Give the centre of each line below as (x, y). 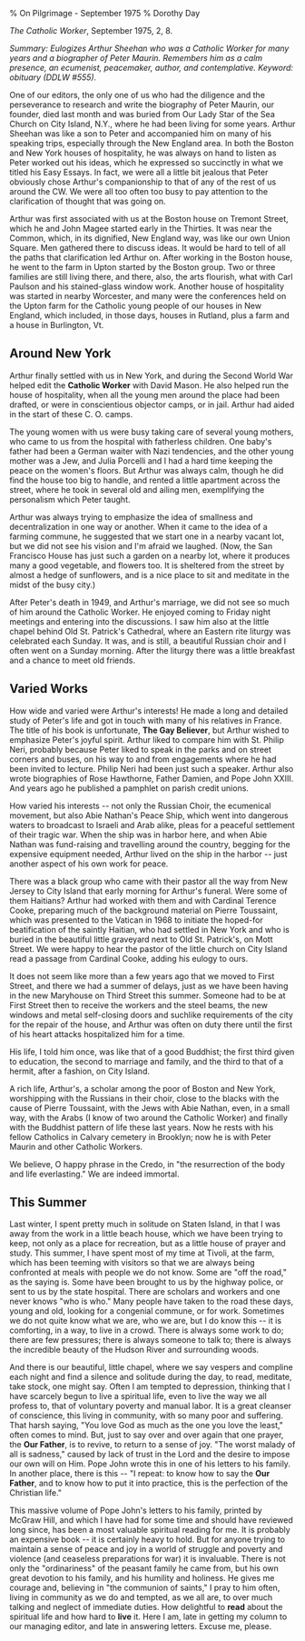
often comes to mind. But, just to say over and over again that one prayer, (147, 1435)
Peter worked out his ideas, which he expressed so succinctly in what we (147, 162)
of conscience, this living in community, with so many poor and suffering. (146, 1416)
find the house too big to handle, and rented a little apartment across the (145, 480)
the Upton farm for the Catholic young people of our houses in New (135, 305)
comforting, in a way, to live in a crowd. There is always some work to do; (147, 1330)
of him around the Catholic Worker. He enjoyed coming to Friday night (140, 612)
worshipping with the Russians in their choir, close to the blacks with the (144, 1098)
